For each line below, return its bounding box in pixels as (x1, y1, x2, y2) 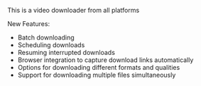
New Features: (7, 20, 50, 27)
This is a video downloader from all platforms (7, 6, 140, 14)
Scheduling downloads (17, 41, 85, 49)
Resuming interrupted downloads (17, 49, 116, 56)
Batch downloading (17, 33, 75, 42)
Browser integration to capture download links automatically (17, 56, 194, 64)
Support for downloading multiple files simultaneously (17, 70, 176, 79)
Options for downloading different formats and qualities (17, 63, 180, 71)
